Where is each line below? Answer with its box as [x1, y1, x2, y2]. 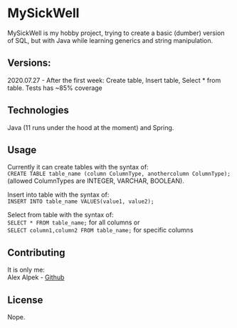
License [7, 294, 43, 306]
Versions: [7, 57, 51, 69]
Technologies [7, 104, 70, 116]
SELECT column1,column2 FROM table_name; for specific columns [7, 226, 194, 234]
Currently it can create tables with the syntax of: [7, 163, 149, 172]
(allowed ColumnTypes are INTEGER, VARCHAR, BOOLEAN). [7, 177, 185, 185]
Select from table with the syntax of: [7, 211, 114, 219]
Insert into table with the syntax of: [7, 191, 110, 199]
